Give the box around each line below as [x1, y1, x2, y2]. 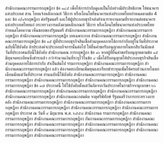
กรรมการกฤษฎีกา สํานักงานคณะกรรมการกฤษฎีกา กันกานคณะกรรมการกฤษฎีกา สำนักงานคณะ [5, 116, 155, 121]
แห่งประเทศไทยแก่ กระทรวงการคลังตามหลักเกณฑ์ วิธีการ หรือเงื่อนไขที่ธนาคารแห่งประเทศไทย [5, 22, 155, 28]
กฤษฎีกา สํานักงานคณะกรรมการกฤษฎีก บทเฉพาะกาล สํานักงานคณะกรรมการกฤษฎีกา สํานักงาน [5, 33, 157, 38]
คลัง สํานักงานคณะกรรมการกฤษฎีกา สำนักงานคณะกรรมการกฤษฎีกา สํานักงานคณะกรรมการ [5, 99, 151, 105]
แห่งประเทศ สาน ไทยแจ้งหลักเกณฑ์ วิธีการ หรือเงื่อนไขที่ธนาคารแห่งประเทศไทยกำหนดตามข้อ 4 [5, 11, 157, 16]
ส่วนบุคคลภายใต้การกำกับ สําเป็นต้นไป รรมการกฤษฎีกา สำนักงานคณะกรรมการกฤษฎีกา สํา [5, 60, 149, 66]
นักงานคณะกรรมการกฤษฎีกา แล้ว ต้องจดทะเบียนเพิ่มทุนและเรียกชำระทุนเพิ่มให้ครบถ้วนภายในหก [5, 66, 160, 72]
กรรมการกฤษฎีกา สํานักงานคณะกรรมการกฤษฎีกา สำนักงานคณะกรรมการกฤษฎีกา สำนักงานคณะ [5, 77, 159, 83]
